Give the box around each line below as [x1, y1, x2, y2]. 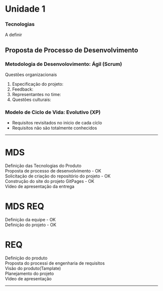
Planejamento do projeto [5, 271, 54, 276]
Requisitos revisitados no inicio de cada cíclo [12, 120, 102, 126]
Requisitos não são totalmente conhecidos [12, 125, 97, 131]
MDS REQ [5, 201, 45, 212]
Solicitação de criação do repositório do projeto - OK [5, 173, 111, 179]
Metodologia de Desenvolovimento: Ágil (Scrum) [5, 60, 122, 67]
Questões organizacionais [5, 72, 57, 78]
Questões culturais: [12, 97, 51, 103]
